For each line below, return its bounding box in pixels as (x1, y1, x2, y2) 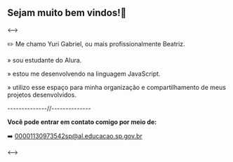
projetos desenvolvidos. (7, 90, 77, 99)
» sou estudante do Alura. (7, 55, 82, 64)
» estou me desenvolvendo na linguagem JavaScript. (7, 69, 161, 78)
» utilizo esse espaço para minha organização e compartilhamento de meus (7, 83, 227, 91)
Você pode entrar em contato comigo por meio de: (7, 117, 157, 126)
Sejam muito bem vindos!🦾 (7, 7, 127, 19)
